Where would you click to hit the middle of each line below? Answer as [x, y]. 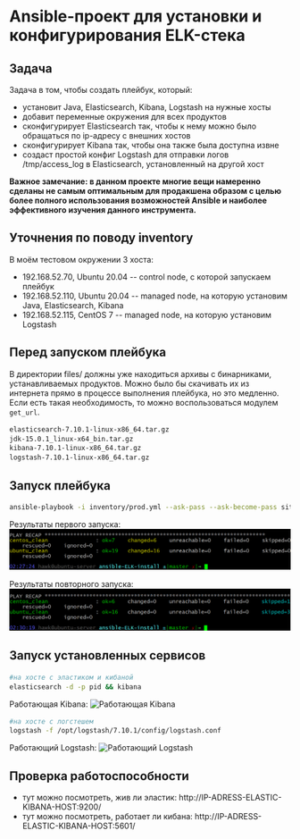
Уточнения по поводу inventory [101, 238]
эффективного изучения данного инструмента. [103, 210]
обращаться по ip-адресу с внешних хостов [106, 135]
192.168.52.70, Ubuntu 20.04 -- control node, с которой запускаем [146, 277]
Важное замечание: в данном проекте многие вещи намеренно [135, 181]
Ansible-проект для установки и [136, 17]
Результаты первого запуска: [65, 524]
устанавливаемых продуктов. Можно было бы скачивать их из [129, 383]
